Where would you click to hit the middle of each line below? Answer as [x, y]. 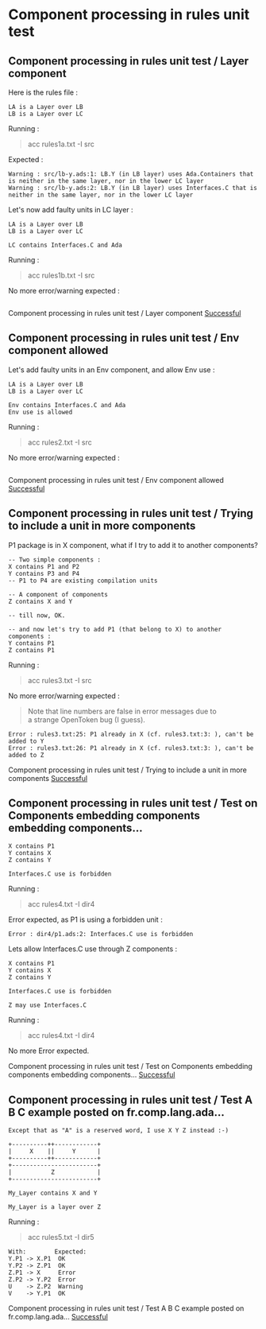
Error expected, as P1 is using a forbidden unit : [85, 919]
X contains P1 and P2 [44, 566]
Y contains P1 [32, 643]
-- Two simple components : [55, 560]
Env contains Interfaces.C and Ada [67, 405]
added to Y [26, 741]
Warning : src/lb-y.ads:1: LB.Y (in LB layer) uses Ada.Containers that [131, 174]
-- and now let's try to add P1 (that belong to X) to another [115, 629]
